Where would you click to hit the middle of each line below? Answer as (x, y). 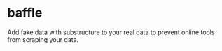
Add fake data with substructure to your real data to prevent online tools (111, 32)
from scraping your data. (43, 39)
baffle (25, 13)
